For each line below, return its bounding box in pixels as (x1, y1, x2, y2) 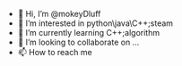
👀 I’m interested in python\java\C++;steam (17, 18, 173, 29)
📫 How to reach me (17, 47, 92, 57)
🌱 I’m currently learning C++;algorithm (17, 28, 160, 37)
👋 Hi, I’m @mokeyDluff (17, 9, 101, 19)
